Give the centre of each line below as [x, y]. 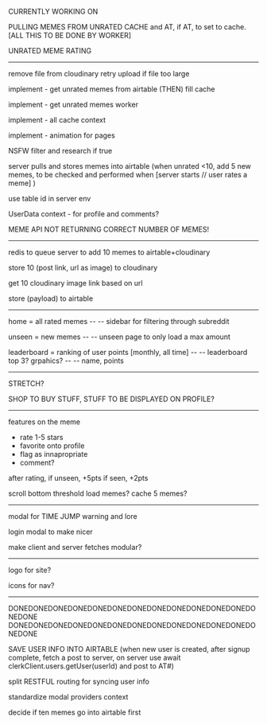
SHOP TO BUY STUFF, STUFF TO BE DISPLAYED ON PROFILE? [111, 399]
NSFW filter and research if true [60, 151]
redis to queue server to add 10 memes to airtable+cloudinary [109, 252]
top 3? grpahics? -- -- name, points [66, 361]
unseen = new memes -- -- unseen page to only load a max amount [119, 337]
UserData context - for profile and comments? [84, 214]
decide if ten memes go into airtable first [75, 712]
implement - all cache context [57, 120]
